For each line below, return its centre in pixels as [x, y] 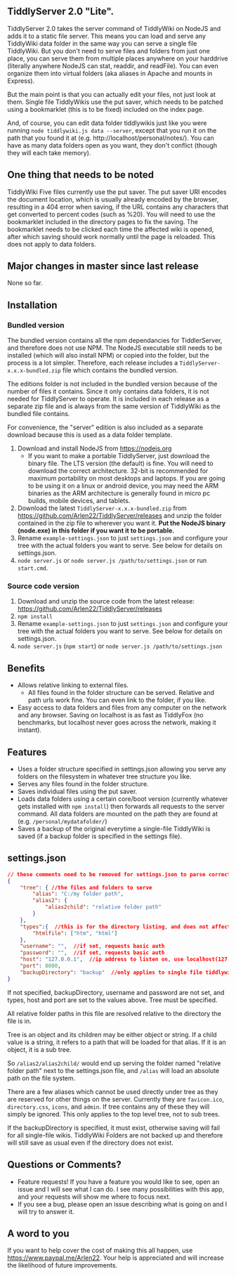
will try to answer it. [46, 1211]
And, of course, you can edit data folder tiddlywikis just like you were [107, 123]
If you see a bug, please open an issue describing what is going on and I [122, 1204]
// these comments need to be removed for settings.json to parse [106, 874]
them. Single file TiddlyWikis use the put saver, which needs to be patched [115, 102]
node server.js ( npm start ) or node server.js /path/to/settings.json [120, 646]
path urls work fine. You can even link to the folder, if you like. [117, 700]
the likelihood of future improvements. [63, 1265]
